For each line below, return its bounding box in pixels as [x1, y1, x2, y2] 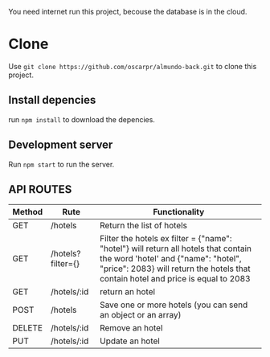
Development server [8, 138, 113, 152]
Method [12, 207, 43, 218]
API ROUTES [8, 183, 72, 196]
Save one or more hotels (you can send [99, 299, 248, 310]
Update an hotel [99, 335, 161, 347]
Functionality [153, 207, 205, 218]
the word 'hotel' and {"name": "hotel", [99, 253, 243, 265]
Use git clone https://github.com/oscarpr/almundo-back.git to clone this [8, 61, 257, 71]
